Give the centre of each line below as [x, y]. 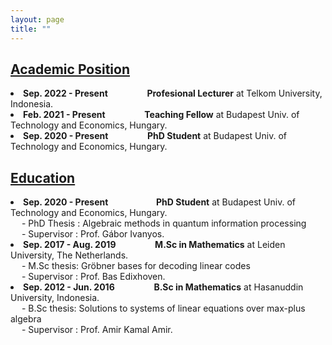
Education [43, 177]
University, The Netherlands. [69, 255]
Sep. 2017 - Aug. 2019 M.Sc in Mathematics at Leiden [154, 245]
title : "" [31, 29]
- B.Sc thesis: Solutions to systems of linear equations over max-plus [163, 308]
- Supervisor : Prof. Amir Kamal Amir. [97, 330]
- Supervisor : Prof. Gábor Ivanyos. [93, 234]
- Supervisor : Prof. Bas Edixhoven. [93, 277]
